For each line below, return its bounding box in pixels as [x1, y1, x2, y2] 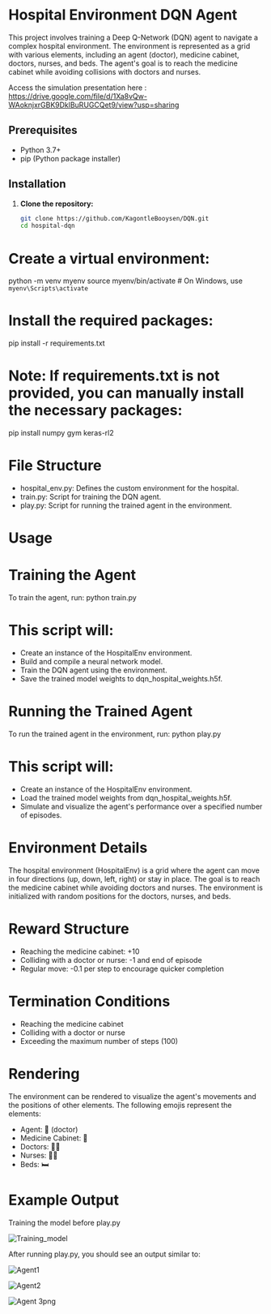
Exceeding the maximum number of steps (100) [19, 1036, 179, 1046]
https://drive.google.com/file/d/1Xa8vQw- [8, 91, 148, 101]
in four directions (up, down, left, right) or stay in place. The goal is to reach [8, 874, 260, 883]
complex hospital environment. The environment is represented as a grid [8, 41, 251, 50]
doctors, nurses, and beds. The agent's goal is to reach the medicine [8, 58, 239, 68]
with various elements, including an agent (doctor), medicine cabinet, [8, 49, 240, 59]
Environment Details [8, 839, 148, 857]
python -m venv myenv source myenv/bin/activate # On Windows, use [8, 276, 243, 286]
